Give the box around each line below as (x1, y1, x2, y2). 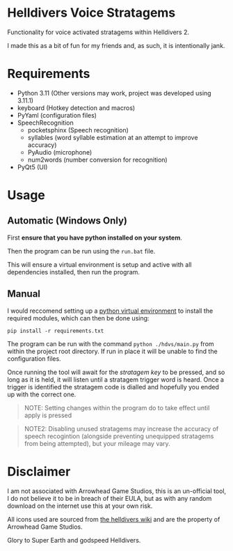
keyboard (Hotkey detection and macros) (17, 103, 136, 112)
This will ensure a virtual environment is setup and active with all (7, 260, 192, 269)
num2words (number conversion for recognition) (27, 155, 168, 164)
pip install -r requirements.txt (7, 327, 104, 334)
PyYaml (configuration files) (17, 111, 97, 119)
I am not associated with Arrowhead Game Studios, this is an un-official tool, (7, 486, 227, 495)
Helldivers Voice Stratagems (7, 5, 176, 21)
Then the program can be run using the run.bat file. (7, 247, 156, 255)
